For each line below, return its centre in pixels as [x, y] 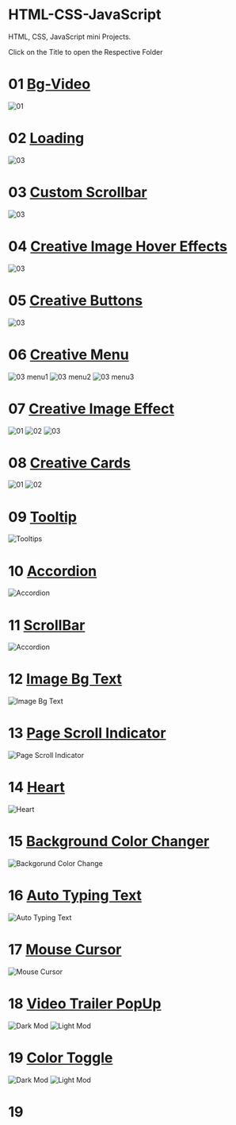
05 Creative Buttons [76, 300]
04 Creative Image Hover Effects [118, 246]
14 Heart [36, 787]
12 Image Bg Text [65, 679]
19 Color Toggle [61, 1057]
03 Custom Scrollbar [78, 192]
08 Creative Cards [69, 463]
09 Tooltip [43, 517]
